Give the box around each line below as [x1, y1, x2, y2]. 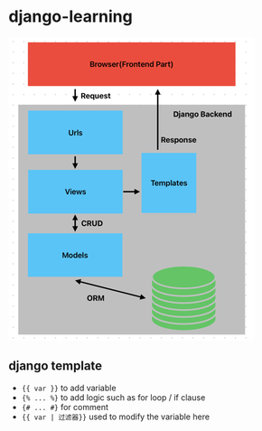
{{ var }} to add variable [21, 382, 117, 393]
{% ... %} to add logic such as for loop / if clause [21, 391, 206, 403]
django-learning [8, 6, 133, 27]
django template [8, 359, 103, 374]
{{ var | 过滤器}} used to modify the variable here [21, 411, 210, 422]
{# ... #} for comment [21, 401, 109, 412]
